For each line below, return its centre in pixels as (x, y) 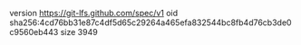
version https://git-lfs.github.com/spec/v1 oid (94, 13)
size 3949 (79, 32)
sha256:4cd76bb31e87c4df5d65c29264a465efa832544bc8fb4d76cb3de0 (150, 22)
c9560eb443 (34, 32)
